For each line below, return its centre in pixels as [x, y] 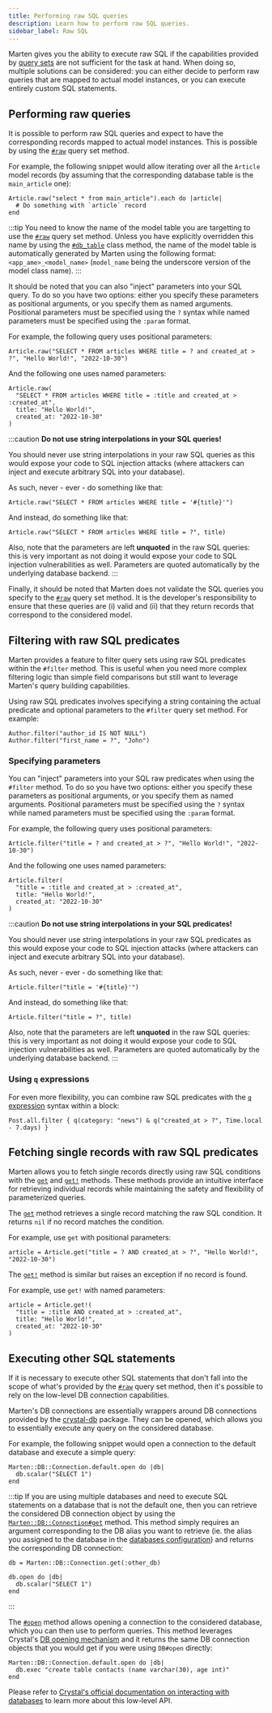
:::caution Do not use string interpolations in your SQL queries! [115, 439]
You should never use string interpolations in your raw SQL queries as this [132, 455]
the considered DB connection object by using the [92, 1514]
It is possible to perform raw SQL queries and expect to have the [116, 134]
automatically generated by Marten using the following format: [113, 254]
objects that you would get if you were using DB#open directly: [110, 1648]
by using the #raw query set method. [69, 151]
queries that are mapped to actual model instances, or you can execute [127, 80]
